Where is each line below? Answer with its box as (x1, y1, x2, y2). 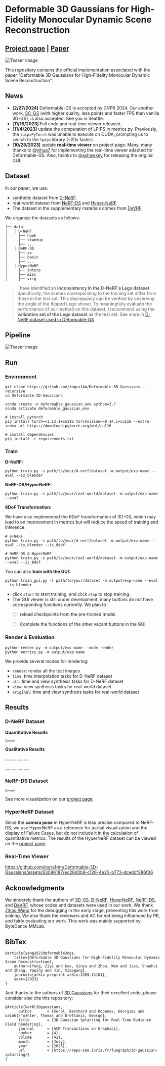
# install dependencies (5, 432, 54, 437)
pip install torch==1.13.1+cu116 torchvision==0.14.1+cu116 (5, 419, 132, 424)
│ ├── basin (5, 254, 39, 259)
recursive (5, 389, 26, 394)
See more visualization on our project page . (5, 796, 94, 802)
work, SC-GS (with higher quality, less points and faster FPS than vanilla (12, 110, 160, 116)
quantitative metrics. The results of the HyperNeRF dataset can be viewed (5, 835, 156, 841)
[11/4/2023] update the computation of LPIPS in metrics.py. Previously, (12, 126, 158, 132)
